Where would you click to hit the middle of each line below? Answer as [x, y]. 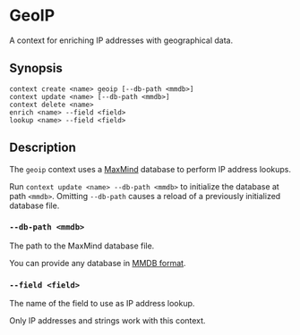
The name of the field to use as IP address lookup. [102, 304]
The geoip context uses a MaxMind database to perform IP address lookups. [150, 169]
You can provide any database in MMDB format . [98, 263]
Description [43, 148]
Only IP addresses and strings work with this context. [107, 321]
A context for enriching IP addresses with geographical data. [121, 40]
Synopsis [36, 68]
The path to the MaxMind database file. [82, 246]
